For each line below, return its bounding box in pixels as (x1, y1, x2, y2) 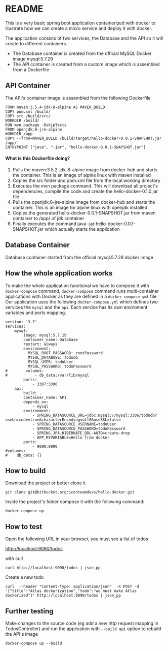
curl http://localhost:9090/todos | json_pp (5, 565, 101, 571)
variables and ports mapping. (5, 309, 67, 316)
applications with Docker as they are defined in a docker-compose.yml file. (5, 293, 158, 299)
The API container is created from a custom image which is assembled (12, 61, 160, 67)
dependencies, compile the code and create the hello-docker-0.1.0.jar (12, 188, 158, 194)
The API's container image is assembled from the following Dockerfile (5, 95, 151, 101)
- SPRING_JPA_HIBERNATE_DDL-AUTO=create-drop (32, 430, 130, 436)
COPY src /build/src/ (5, 113, 51, 118)
